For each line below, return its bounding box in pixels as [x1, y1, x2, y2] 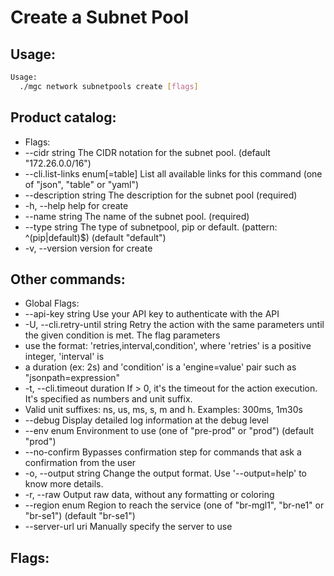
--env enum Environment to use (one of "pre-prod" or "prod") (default [24, 425, 315, 437]
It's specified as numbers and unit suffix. [24, 393, 193, 405]
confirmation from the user [24, 457, 137, 469]
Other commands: [10, 271, 126, 288]
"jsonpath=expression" [24, 372, 121, 384]
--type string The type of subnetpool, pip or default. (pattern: [24, 221, 278, 233]
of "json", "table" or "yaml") [24, 178, 140, 190]
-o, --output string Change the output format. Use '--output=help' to [24, 467, 307, 480]
